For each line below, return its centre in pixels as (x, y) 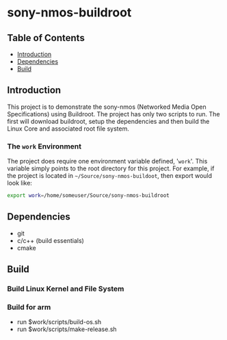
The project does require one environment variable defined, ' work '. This (107, 161)
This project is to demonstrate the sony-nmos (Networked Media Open (107, 107)
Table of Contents (46, 38)
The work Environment (44, 146)
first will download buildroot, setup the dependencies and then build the (108, 121)
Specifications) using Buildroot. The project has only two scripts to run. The (113, 114)
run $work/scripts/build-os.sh (59, 322)
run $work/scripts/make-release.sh (67, 329)
